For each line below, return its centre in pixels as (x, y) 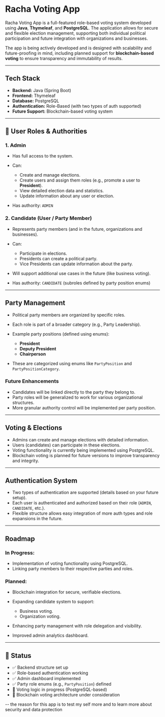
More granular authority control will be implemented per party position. (84, 407)
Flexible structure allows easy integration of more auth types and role (82, 513)
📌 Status (18, 655)
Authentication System (41, 481)
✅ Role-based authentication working (50, 673)
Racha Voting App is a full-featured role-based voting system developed (78, 23)
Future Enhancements (32, 381)
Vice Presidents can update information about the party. (76, 264)
